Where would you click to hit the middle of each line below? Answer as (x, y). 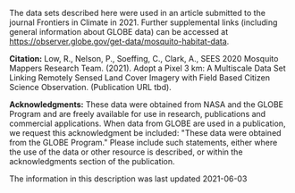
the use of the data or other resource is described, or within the (126, 152)
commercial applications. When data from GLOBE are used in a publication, (147, 123)
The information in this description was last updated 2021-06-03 (128, 179)
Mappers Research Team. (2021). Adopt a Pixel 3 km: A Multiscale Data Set (147, 68)
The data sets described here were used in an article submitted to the (138, 13)
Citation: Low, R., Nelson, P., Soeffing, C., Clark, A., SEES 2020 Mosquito (144, 59)
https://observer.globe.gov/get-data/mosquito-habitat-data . (119, 41)
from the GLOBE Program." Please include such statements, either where (143, 143)
